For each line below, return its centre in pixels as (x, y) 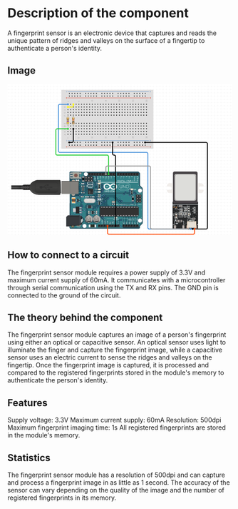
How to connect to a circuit (68, 255)
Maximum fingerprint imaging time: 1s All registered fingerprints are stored (117, 428)
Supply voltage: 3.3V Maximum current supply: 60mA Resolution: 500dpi (114, 420)
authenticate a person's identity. (55, 48)
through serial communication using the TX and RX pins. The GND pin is (113, 287)
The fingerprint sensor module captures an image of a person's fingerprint (117, 335)
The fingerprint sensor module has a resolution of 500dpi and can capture (117, 475)
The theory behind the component (85, 317)
